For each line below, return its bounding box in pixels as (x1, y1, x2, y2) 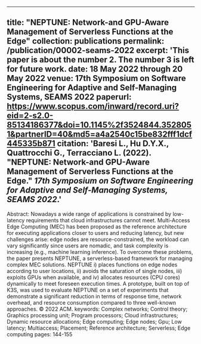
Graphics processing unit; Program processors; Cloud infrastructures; (7, 311, 178, 319)
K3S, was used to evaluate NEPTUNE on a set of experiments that (7, 286, 169, 293)
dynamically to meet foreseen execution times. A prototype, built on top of (7, 280, 190, 287)
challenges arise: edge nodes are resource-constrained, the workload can (7, 235, 190, 243)
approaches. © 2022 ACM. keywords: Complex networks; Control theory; (7, 305, 188, 312)
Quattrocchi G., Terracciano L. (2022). (7, 148, 151, 158)
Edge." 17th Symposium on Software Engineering (7, 176, 193, 186)
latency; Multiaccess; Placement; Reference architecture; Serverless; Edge (7, 324, 191, 331)
